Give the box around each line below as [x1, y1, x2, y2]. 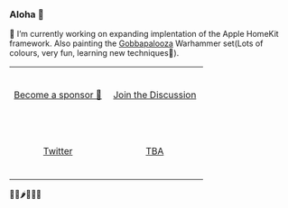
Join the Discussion [112, 89, 197, 102]
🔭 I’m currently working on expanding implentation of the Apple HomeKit [9, 29, 279, 40]
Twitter [42, 144, 73, 157]
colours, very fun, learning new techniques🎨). [9, 48, 180, 59]
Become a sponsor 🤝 [14, 89, 102, 102]
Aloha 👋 [9, 8, 44, 21]
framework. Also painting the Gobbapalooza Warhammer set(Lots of [9, 38, 264, 49]
